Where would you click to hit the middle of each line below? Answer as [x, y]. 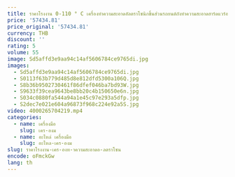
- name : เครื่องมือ [35, 124]
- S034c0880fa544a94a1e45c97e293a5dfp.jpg [76, 98]
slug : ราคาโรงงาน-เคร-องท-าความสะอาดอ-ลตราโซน [64, 150]
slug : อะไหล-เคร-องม [46, 144]
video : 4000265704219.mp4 [45, 111]
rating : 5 [22, 46]
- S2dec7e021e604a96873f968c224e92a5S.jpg [76, 105]
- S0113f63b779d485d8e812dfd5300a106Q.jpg [76, 78]
